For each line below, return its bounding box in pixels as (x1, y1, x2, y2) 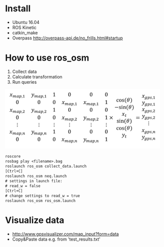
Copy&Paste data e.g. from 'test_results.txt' (12, 236, 101, 242)
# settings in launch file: (5, 178, 63, 184)
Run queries (12, 79, 37, 85)
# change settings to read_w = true (5, 193, 80, 199)
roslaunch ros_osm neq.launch (5, 174, 67, 179)
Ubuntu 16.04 (12, 19, 40, 25)
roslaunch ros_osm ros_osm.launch (5, 198, 76, 204)
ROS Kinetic (12, 24, 37, 30)
